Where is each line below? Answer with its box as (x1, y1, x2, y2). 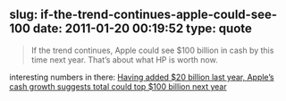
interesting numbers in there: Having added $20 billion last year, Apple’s (9, 72, 274, 82)
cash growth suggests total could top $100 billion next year (9, 80, 227, 92)
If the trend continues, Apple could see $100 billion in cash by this (30, 45, 274, 55)
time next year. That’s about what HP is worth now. (30, 54, 218, 65)
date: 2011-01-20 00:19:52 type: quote (32, 21, 253, 37)
